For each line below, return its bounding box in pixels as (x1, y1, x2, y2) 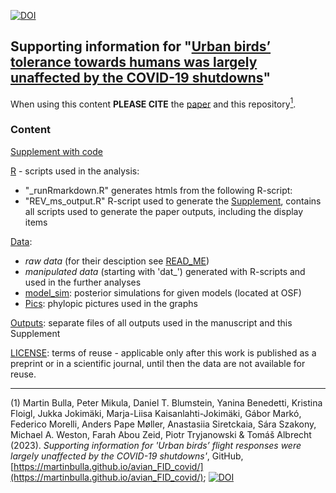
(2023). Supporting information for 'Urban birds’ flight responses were (10, 439, 302, 451)
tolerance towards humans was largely (10, 54, 258, 71)
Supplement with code (10, 145, 103, 157)
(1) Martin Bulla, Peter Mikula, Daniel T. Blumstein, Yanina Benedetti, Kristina (10, 396, 323, 409)
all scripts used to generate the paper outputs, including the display (24, 205, 304, 217)
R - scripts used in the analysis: (10, 165, 140, 177)
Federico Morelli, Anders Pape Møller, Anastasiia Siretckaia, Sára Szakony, (10, 418, 317, 430)
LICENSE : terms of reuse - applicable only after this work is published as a (10, 346, 317, 359)
